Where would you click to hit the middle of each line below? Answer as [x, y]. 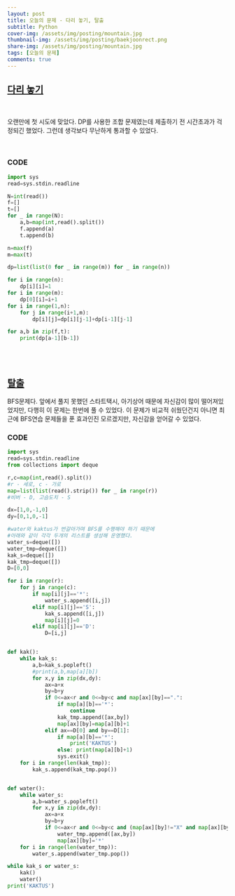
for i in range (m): [36, 293]
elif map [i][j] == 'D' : [64, 627]
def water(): [26, 788]
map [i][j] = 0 [62, 620]
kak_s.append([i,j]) [74, 614]
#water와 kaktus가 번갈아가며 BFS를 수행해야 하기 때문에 [81, 529]
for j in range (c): [48, 588]
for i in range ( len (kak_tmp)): [65, 763]
